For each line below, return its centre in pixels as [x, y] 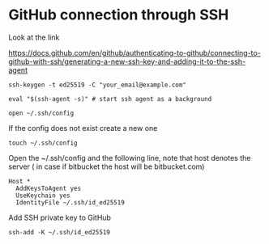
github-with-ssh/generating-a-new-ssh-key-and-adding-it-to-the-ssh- [127, 61]
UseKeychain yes [43, 196]
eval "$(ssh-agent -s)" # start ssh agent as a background [110, 99]
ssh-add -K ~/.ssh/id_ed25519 [60, 232]
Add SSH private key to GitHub [60, 217]
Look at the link [34, 37]
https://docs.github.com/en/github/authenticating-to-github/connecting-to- [134, 53]
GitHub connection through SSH [119, 15]
